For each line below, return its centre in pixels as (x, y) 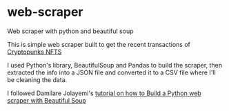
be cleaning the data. (37, 79)
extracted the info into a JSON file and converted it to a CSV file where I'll (111, 72)
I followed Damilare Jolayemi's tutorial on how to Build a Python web (104, 93)
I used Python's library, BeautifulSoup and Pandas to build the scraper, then (115, 65)
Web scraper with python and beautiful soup (70, 31)
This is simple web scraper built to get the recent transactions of (99, 44)
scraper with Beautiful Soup (47, 100)
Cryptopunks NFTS (34, 52)
